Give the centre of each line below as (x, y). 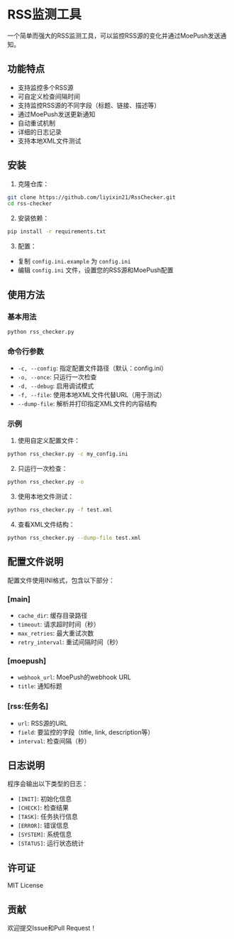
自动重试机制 (36, 123)
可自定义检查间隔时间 (49, 96)
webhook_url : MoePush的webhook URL (74, 677)
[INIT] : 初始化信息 (45, 799)
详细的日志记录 (39, 131)
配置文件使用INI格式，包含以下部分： (61, 580)
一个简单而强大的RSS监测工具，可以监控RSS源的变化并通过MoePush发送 (114, 36)
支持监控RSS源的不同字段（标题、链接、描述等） (89, 105)
